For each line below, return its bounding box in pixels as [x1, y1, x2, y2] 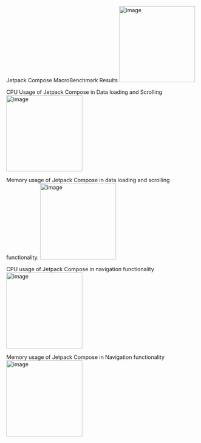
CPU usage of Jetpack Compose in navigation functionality [6, 266, 155, 272]
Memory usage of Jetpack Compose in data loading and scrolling [6, 177, 170, 183]
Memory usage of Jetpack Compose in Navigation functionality [6, 353, 165, 361]
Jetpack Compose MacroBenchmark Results [6, 77, 118, 83]
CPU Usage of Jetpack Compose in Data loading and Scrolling [6, 88, 163, 96]
